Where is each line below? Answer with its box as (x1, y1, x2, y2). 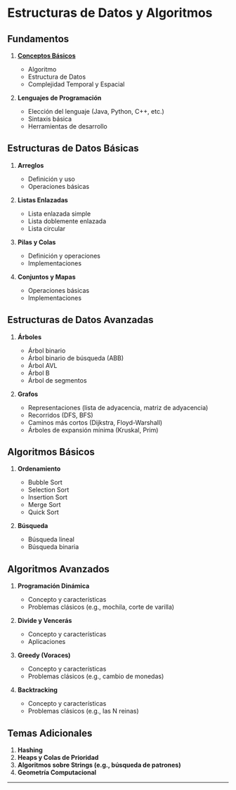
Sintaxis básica (27, 114, 72, 123)
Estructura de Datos (27, 72, 86, 81)
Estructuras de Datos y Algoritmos (7, 5, 213, 21)
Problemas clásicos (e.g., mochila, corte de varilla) (27, 603, 174, 612)
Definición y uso (27, 174, 75, 183)
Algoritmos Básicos (7, 446, 95, 458)
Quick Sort (27, 508, 60, 517)
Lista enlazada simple (27, 209, 91, 218)
